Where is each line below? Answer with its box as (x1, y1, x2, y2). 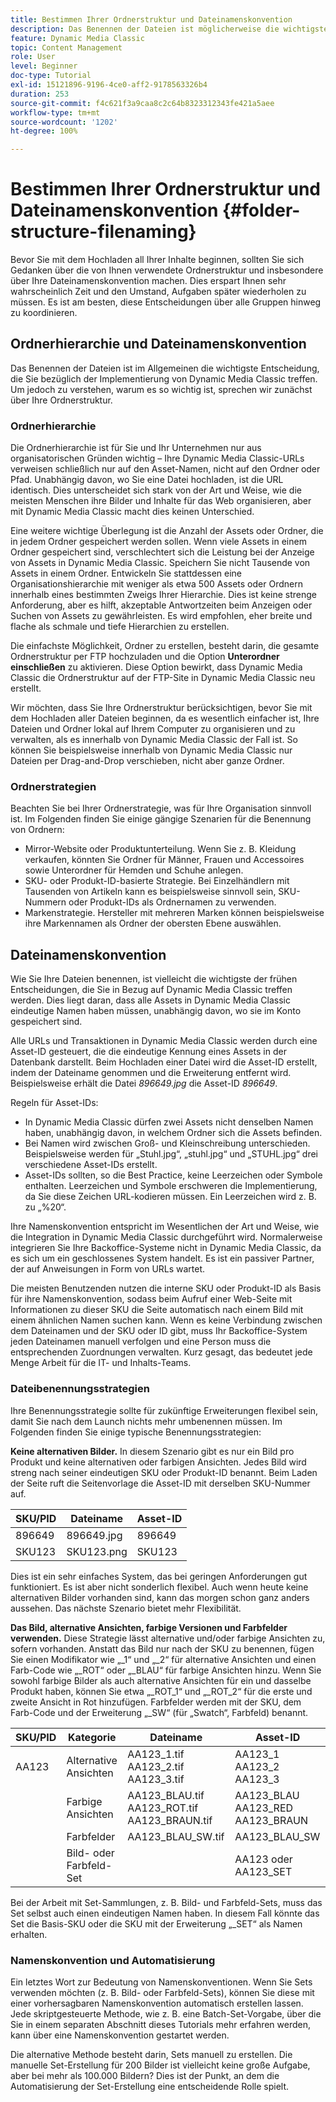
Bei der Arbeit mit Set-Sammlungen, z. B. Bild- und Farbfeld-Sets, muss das (10, 1896, 323, 1908)
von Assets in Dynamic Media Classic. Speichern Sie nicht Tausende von (10, 557, 311, 569)
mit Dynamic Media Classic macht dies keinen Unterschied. (10, 506, 255, 518)
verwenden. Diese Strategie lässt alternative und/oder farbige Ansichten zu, (10, 1632, 326, 1644)
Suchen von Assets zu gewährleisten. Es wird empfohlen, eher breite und (10, 610, 313, 622)
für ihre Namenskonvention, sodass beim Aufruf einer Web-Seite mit (10, 1293, 293, 1305)
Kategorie (68, 1730, 117, 1744)
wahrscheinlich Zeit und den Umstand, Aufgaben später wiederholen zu (10, 286, 307, 298)
